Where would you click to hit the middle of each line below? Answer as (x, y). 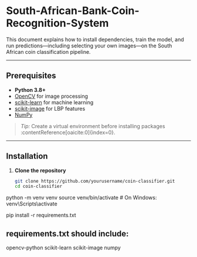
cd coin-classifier (38, 186)
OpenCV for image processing (51, 96)
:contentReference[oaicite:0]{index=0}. (68, 132)
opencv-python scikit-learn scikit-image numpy (64, 248)
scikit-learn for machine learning (54, 102)
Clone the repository (40, 170)
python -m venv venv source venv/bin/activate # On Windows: (81, 198)
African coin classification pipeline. (48, 52)
